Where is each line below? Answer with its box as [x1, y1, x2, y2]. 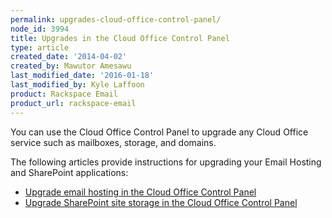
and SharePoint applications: [10, 166, 129, 178]
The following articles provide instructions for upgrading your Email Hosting [10, 156, 322, 168]
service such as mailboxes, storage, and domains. [10, 136, 217, 148]
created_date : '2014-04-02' [10, 52, 128, 62]
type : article [10, 42, 70, 53]
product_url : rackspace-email [10, 98, 137, 108]
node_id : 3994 [10, 24, 70, 34]
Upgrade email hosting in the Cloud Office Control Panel [24, 186, 257, 198]
